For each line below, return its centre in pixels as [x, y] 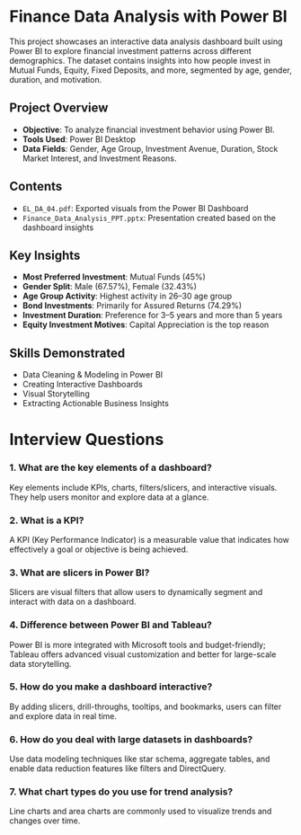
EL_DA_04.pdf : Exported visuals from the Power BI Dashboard [135, 208]
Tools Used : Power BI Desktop [79, 139]
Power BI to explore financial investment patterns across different [130, 50]
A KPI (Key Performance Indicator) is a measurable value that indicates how [150, 539]
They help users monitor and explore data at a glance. [109, 497]
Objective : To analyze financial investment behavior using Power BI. [149, 129]
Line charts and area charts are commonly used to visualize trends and [141, 812]
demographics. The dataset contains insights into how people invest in [140, 60]
